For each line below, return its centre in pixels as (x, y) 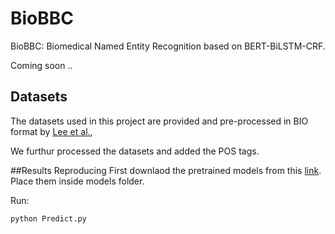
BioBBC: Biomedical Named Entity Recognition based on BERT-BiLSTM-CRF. (168, 46)
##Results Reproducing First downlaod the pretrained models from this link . (166, 170)
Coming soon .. (41, 65)
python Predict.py (48, 218)
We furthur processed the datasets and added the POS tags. (135, 151)
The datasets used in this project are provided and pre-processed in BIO (159, 121)
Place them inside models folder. (77, 181)
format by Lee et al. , (51, 131)
